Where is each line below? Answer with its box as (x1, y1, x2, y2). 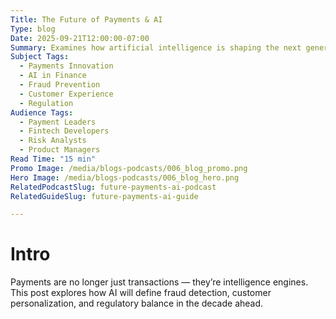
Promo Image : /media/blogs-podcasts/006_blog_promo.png (10, 163, 248, 173)
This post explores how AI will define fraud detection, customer (10, 287, 272, 299)
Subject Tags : (10, 52, 70, 62)
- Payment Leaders (19, 117, 97, 127)
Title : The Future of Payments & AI (10, 14, 163, 25)
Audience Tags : (10, 107, 74, 118)
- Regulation (19, 98, 74, 108)
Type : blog (10, 24, 56, 34)
